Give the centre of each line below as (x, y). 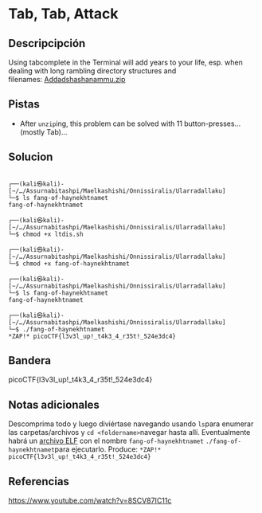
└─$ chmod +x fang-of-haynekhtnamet (69, 264)
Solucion (31, 157)
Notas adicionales (54, 404)
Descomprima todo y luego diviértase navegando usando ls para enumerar (131, 424)
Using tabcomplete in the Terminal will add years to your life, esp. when (125, 62)
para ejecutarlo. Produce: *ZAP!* (108, 449)
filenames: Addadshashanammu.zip (67, 79)
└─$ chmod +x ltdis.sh (46, 234)
